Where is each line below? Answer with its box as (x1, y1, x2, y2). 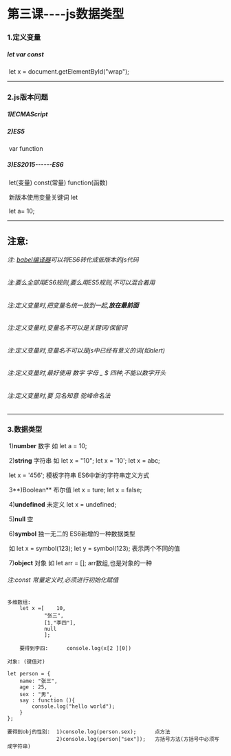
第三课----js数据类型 (7, 6, 124, 22)
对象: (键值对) (7, 658, 46, 665)
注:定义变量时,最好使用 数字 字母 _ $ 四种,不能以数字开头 (7, 369, 166, 377)
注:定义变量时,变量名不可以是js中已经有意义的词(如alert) (7, 346, 166, 355)
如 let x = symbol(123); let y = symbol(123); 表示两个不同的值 (8, 544, 181, 552)
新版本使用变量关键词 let (8, 193, 78, 202)
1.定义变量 (7, 32, 41, 42)
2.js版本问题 (7, 92, 48, 102)
